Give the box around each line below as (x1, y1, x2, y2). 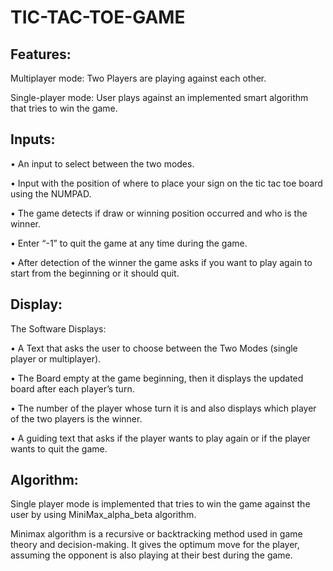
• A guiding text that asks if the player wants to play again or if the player (10, 432, 311, 444)
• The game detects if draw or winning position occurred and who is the (10, 207, 308, 219)
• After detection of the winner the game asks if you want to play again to (10, 256, 313, 268)
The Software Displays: (10, 322, 107, 335)
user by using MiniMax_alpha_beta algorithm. (10, 509, 197, 521)
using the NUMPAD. (10, 187, 92, 200)
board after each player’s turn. (10, 382, 135, 395)
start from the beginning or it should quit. (10, 267, 180, 279)
